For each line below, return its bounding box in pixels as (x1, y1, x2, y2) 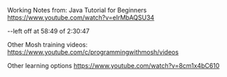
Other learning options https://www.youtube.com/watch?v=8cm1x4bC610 (7, 62, 220, 69)
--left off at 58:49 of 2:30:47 (7, 27, 90, 35)
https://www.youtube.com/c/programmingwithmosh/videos (7, 48, 179, 56)
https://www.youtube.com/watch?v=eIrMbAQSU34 (7, 13, 155, 22)
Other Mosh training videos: (7, 41, 88, 48)
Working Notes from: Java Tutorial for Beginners (7, 6, 147, 14)
